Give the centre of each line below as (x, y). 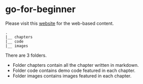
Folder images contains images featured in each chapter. (72, 76)
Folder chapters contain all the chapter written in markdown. (76, 65)
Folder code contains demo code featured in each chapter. (74, 70)
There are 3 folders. (26, 55)
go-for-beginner (41, 9)
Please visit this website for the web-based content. (60, 23)
